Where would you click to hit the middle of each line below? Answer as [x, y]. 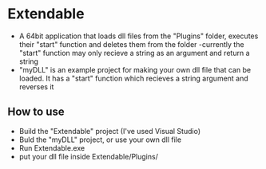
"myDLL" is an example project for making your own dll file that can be [135, 69]
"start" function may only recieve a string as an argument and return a [134, 53]
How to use [36, 112]
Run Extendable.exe [52, 147]
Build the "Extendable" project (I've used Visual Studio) [110, 131]
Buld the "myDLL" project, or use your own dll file [100, 140]
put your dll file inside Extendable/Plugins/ [89, 156]
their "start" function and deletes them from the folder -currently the [131, 44]
